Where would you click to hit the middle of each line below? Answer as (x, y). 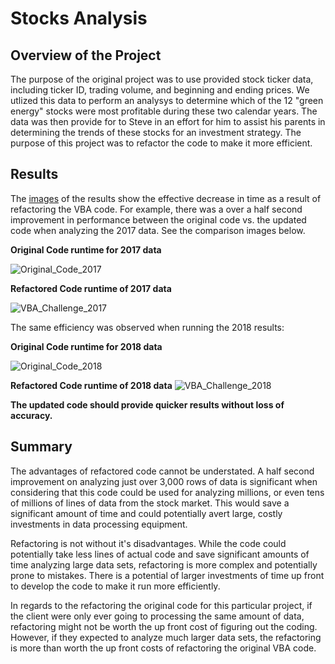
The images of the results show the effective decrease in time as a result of (166, 198)
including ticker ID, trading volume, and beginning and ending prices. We (160, 90)
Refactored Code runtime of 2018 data (91, 385)
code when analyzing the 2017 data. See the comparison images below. (158, 230)
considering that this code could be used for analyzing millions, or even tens (167, 492)
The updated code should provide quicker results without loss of (147, 404)
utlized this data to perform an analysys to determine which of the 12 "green (167, 100)
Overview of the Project (86, 55)
